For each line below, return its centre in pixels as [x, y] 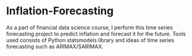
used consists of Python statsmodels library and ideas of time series [90, 40]
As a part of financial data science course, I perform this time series [89, 27]
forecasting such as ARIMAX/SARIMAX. [55, 46]
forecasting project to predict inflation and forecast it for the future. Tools [96, 33]
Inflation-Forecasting [60, 11]
